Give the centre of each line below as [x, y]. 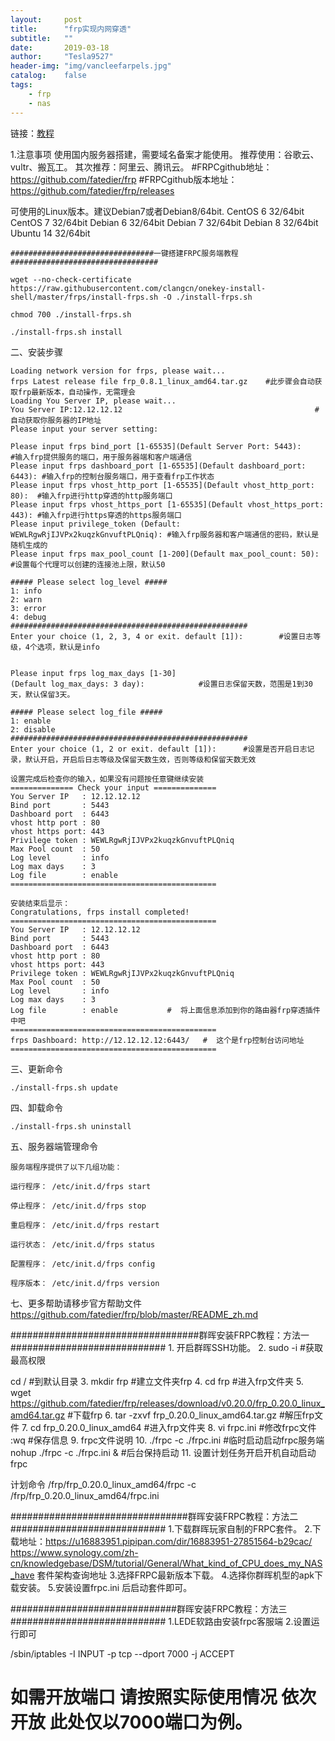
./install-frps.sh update [64, 1087]
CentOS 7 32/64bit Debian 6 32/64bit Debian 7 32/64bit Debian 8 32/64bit [164, 222]
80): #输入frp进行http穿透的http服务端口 [91, 496]
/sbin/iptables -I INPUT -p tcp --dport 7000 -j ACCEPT [122, 1653]
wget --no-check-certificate [71, 279]
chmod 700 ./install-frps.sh [71, 314]
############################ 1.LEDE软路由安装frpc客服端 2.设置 [161, 1621]
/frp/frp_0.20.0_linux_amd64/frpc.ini [85, 1495]
